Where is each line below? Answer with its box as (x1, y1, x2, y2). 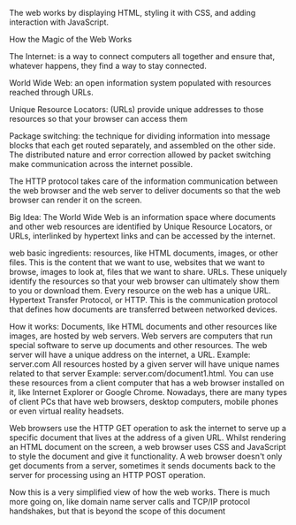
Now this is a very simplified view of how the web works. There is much (9, 487, 270, 498)
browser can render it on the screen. (9, 194, 143, 205)
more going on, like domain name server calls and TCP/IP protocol (9, 497, 250, 506)
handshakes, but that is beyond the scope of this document (9, 506, 225, 516)
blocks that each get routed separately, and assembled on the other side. (9, 141, 276, 150)
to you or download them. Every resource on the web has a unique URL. (9, 285, 271, 295)
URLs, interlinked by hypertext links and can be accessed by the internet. (9, 231, 276, 241)
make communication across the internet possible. (9, 159, 193, 169)
